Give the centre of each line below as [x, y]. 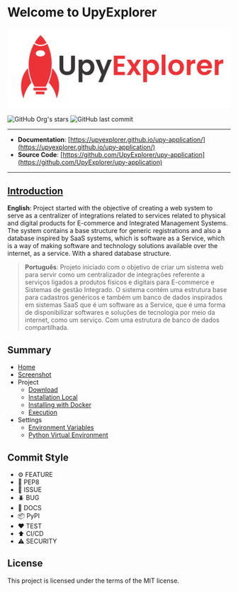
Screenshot [34, 375]
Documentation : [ [44, 139]
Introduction [35, 191]
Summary [29, 350]
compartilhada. [47, 328]
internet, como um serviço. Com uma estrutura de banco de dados [122, 320]
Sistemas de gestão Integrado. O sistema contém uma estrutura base [126, 290]
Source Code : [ [40, 154]
